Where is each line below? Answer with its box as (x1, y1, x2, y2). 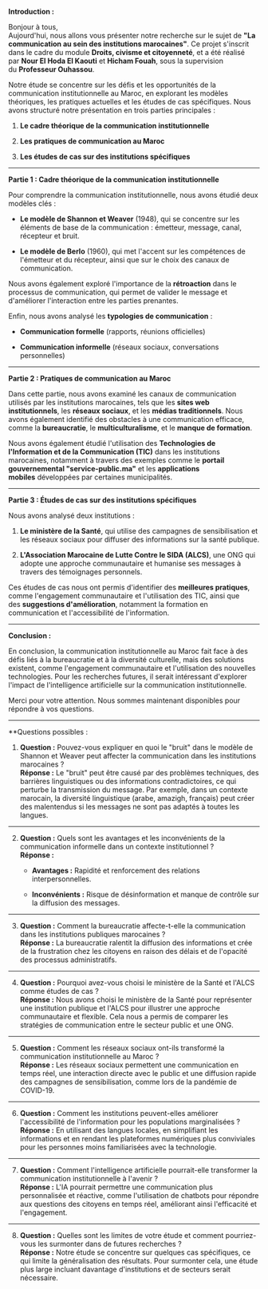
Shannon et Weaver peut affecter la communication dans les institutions (19, 751, 257, 760)
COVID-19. (19, 1086, 55, 1095)
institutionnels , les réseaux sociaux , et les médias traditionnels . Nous (8, 406, 243, 416)
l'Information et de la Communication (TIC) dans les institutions (8, 447, 221, 456)
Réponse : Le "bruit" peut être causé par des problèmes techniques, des (19, 768, 259, 777)
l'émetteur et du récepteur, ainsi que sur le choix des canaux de (19, 255, 230, 264)
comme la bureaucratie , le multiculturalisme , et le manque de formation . (8, 423, 253, 432)
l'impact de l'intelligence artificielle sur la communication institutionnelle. (8, 680, 247, 689)
